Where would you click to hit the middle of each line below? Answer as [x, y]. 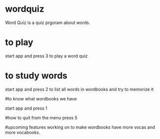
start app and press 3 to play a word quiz [46, 56]
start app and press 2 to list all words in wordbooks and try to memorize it [79, 89]
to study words [36, 76]
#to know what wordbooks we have [41, 98]
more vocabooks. [23, 132]
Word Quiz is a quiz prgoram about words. [48, 23]
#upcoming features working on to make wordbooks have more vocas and [80, 127]
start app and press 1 [26, 108]
